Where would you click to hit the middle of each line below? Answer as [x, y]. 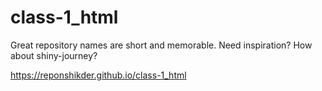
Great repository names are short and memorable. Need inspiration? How [161, 45]
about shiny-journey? [54, 55]
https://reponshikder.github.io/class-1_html [98, 75]
